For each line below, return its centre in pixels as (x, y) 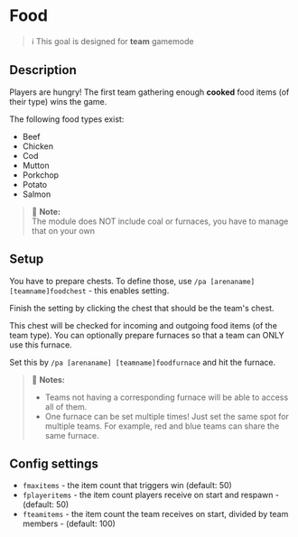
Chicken (38, 146)
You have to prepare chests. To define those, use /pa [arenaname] (132, 281)
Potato (35, 184)
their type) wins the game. (58, 101)
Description (43, 70)
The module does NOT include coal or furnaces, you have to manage (160, 221)
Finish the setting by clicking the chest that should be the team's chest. (142, 308)
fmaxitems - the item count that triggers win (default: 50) (127, 486)
